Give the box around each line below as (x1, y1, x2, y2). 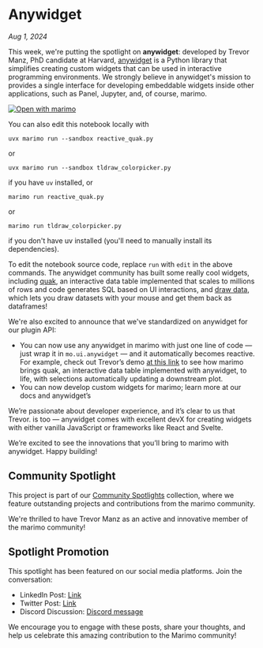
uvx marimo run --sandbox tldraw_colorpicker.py (8, 163, 171, 171)
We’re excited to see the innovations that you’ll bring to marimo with (8, 438, 229, 448)
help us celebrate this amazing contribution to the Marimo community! (8, 630, 237, 640)
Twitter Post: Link (19, 598, 77, 608)
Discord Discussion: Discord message (19, 606, 144, 616)
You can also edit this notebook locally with (8, 119, 149, 129)
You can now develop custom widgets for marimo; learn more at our (19, 382, 242, 391)
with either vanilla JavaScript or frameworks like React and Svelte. (8, 422, 224, 432)
